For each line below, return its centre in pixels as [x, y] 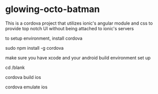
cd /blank [15, 67]
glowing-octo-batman [52, 9]
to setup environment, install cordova [44, 38]
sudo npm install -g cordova [35, 48]
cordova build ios [23, 77]
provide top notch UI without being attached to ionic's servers [70, 28]
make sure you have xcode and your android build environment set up [78, 58]
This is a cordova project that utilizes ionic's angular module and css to [79, 23]
